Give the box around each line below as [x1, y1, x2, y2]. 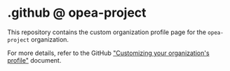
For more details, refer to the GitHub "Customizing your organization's [7, 49, 210, 57]
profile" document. [7, 56, 62, 64]
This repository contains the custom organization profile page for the [7, 28, 207, 36]
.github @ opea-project [7, 5, 147, 21]
